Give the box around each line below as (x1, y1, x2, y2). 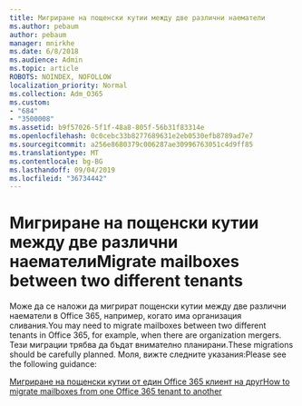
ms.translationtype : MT (9, 148, 100, 157)
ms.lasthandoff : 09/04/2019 (9, 165, 116, 174)
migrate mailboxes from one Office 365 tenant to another (9, 386, 222, 397)
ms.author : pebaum (9, 22, 79, 31)
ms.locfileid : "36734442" (9, 173, 107, 183)
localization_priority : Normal (9, 81, 128, 90)
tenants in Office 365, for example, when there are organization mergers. (9, 330, 282, 341)
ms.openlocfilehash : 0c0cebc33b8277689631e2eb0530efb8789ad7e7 (9, 132, 254, 141)
